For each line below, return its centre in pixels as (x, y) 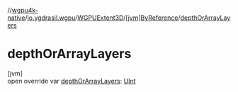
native (16, 18)
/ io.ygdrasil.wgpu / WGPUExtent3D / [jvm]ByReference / (102, 18)
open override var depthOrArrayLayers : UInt (72, 81)
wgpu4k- (25, 10)
